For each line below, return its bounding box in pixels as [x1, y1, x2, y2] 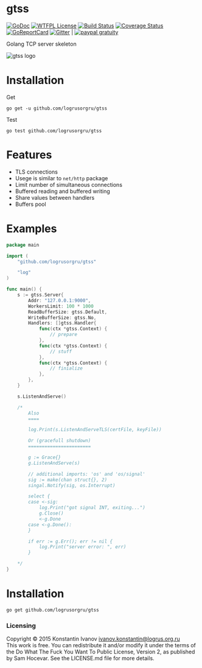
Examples [6, 222, 57, 236]
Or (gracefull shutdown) [28, 438, 91, 444]
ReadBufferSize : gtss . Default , [28, 309, 108, 315]
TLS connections [15, 168, 58, 175]
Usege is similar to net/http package [15, 174, 108, 181]
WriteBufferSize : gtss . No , [28, 314, 97, 321]
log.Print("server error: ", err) [38, 544, 127, 550]
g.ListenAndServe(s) [28, 460, 80, 466]
